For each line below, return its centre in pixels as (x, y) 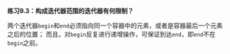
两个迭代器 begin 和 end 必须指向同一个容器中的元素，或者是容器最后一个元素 (115, 26)
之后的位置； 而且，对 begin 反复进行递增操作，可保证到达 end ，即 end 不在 (111, 34)
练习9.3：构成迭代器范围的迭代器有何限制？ (71, 11)
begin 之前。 (25, 43)
